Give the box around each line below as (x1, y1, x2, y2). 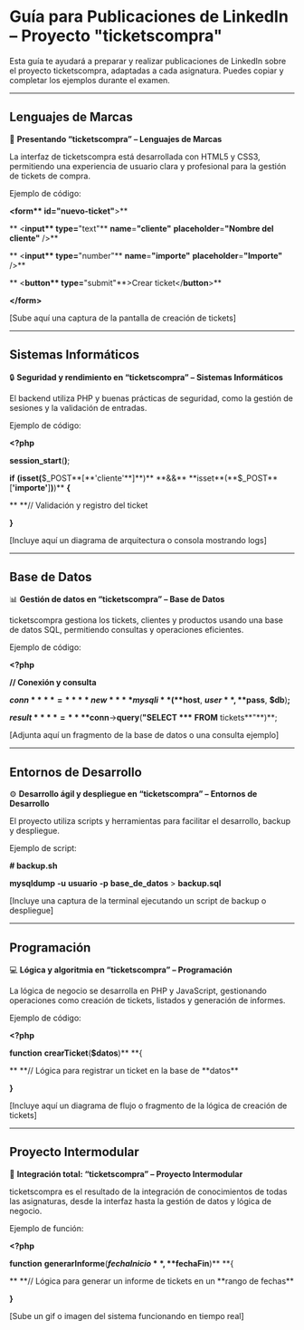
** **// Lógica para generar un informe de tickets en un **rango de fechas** (9, 1275, 294, 1287)
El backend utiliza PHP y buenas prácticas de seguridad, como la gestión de (9, 392, 294, 404)
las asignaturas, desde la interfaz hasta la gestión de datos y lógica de (9, 1195, 271, 1206)
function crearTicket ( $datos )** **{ (9, 1048, 143, 1058)
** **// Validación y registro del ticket (9, 500, 148, 511)
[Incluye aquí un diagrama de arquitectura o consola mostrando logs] (9, 534, 267, 545)
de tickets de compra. (9, 170, 91, 181)
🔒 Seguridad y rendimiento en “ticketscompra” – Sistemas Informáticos (9, 371, 283, 382)
